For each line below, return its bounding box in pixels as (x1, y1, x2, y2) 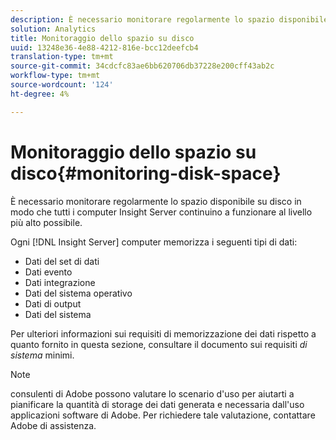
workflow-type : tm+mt (10, 71, 101, 81)
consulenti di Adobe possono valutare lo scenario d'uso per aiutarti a (10, 387, 295, 400)
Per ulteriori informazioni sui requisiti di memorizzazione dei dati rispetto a (10, 327, 317, 340)
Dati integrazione (24, 276, 96, 288)
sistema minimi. (10, 349, 75, 361)
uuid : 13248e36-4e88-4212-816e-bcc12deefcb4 (10, 42, 199, 53)
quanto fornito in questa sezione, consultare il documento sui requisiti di (10, 338, 308, 350)
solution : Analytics (10, 24, 97, 34)
